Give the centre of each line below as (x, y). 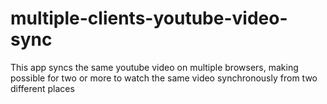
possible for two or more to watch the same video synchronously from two (164, 78)
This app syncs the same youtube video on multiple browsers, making (154, 67)
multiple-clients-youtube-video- (149, 18)
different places (42, 88)
